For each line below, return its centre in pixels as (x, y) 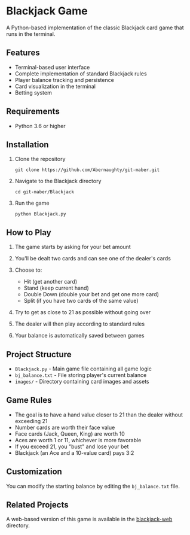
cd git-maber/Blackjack (45, 192)
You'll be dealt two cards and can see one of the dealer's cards (93, 259)
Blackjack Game (47, 11)
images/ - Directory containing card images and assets (82, 382)
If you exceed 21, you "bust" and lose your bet (72, 446)
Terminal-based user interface (52, 67)
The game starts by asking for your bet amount (73, 247)
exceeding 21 (31, 421)
